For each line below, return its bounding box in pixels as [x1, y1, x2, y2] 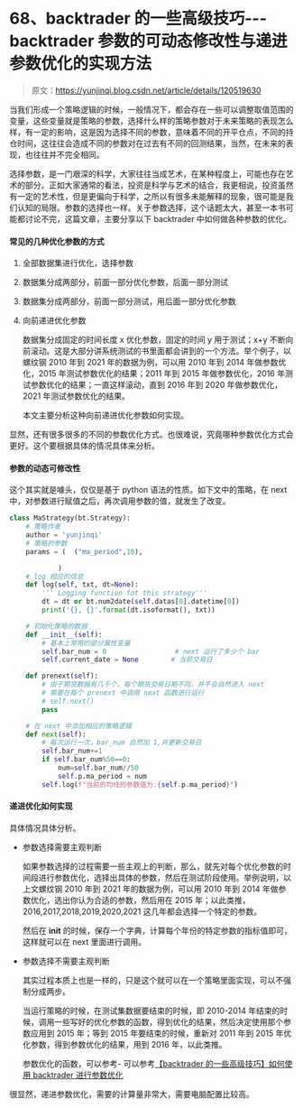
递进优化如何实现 [9, 800, 73, 812]
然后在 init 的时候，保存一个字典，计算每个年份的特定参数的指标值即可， [22, 925, 293, 936]
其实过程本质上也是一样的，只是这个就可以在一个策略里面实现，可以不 [22, 974, 284, 985]
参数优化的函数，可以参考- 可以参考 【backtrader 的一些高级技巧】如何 [22, 1057, 286, 1069]
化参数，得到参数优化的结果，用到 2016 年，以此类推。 [22, 1039, 227, 1049]
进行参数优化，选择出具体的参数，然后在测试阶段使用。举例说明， [38, 872, 284, 882]
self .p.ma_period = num [57, 771, 147, 780]
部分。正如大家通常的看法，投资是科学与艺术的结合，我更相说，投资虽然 [24, 180, 294, 190]
